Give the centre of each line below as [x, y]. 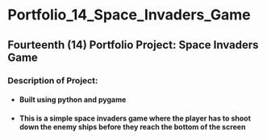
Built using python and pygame [73, 100]
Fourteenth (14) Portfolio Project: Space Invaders [133, 45]
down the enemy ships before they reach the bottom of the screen [132, 126]
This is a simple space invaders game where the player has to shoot [135, 118]
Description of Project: [53, 80]
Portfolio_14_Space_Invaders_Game [129, 15]
